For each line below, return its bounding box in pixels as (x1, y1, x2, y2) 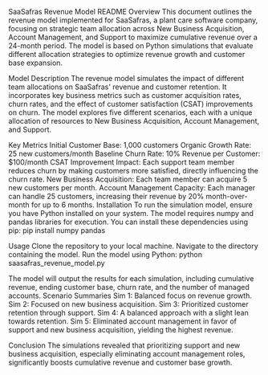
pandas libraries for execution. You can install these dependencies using (8, 217, 249, 226)
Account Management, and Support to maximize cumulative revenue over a (8, 32, 258, 42)
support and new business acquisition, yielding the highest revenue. (8, 325, 234, 334)
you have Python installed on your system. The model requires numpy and (8, 209, 254, 218)
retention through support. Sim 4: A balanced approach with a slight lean (8, 308, 249, 317)
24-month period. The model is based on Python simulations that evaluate (8, 41, 254, 51)
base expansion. (8, 58, 63, 67)
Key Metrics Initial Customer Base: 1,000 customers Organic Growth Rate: (8, 141, 251, 149)
